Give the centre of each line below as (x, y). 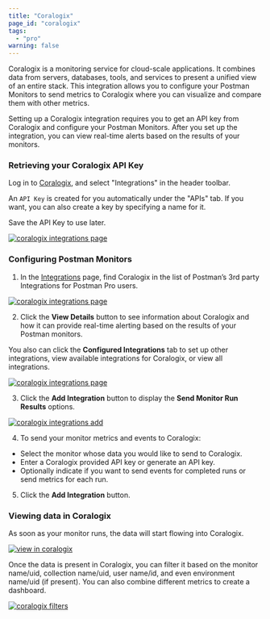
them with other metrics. (49, 103)
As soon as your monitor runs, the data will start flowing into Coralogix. (126, 533)
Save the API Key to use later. (57, 223)
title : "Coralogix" (41, 16)
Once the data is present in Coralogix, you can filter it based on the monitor (133, 565)
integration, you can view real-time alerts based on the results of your (124, 136)
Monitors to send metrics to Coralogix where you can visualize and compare (135, 94)
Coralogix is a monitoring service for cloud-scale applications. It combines (132, 69)
